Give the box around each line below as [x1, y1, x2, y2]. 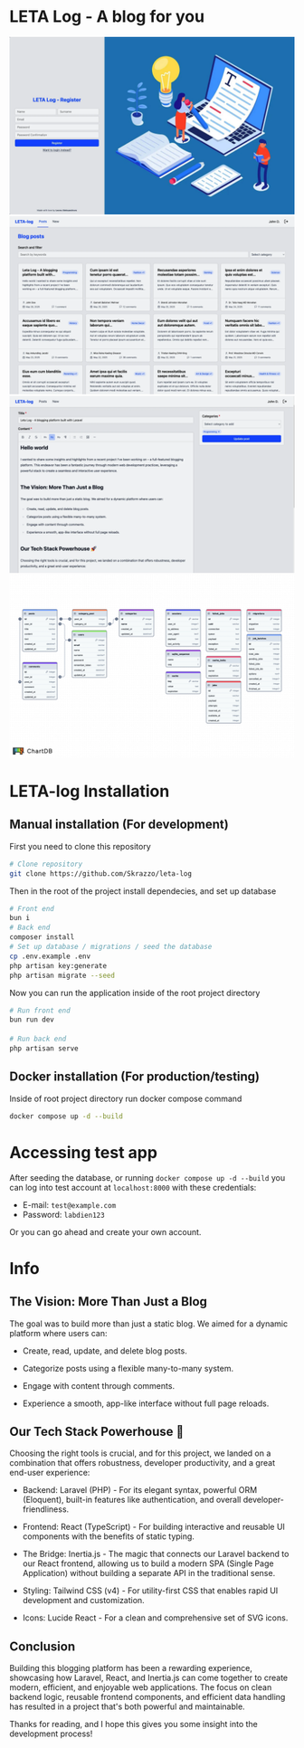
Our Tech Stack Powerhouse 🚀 [9, 1423, 185, 1439]
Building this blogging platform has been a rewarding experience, [9, 1663, 253, 1674]
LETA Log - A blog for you [9, 6, 205, 27]
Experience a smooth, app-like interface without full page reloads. [22, 1398, 270, 1409]
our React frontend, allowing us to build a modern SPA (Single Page [22, 1558, 274, 1569]
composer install [9, 933, 75, 942]
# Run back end [9, 1034, 67, 1044]
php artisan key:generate [9, 961, 107, 970]
